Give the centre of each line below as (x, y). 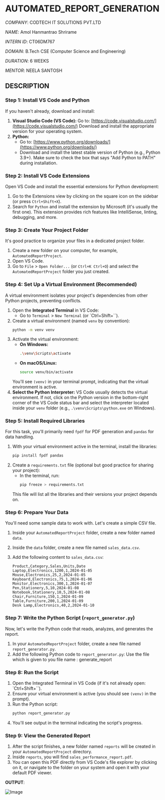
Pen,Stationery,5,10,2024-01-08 (45, 588)
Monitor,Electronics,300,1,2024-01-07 (52, 584)
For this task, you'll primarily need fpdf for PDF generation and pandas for (80, 432)
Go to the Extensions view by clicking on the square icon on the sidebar (85, 196)
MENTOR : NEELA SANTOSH (34, 70)
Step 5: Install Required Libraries (45, 421)
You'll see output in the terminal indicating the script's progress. (77, 723)
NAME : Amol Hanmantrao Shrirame (41, 32)
